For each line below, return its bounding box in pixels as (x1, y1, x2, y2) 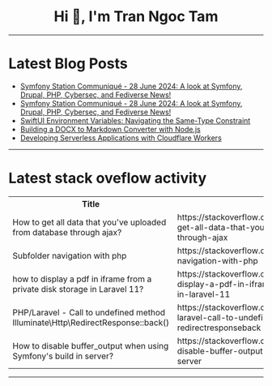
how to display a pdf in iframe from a (12, 273, 152, 285)
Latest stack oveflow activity (8, 169, 207, 187)
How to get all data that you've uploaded (12, 217, 167, 228)
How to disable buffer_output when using (12, 340, 169, 351)
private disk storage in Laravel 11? (12, 283, 144, 294)
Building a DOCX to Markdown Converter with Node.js (19, 124, 201, 134)
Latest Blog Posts (8, 54, 128, 73)
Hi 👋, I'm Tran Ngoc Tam (53, 7, 219, 26)
